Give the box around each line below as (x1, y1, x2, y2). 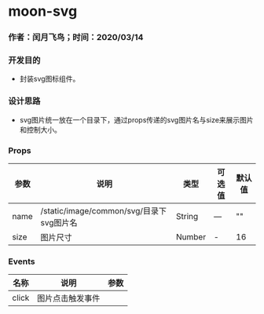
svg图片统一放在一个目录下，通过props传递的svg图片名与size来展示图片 (19, 115, 254, 124)
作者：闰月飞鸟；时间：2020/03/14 (8, 32, 144, 43)
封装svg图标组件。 (19, 74, 80, 84)
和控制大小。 (19, 125, 61, 134)
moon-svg (8, 2, 78, 20)
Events (8, 256, 35, 267)
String (175, 211, 199, 221)
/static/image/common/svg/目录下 (40, 206, 167, 216)
